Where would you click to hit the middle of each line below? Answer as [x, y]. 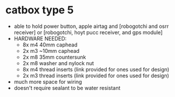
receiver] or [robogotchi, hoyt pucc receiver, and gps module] [88, 32]
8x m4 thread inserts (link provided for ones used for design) [96, 69]
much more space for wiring [48, 81]
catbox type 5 [40, 10]
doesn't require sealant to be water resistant [67, 88]
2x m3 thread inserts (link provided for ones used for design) [96, 76]
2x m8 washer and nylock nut [58, 63]
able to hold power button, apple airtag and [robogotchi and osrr [91, 26]
